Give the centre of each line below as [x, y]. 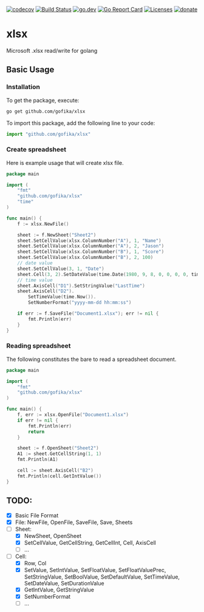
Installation [23, 87]
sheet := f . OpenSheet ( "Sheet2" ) [58, 448]
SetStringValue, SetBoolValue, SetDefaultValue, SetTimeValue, [102, 577]
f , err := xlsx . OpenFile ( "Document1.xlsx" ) [73, 415]
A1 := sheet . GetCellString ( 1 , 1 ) [59, 454]
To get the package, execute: [43, 100]
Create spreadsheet [36, 150]
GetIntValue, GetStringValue [59, 590]
